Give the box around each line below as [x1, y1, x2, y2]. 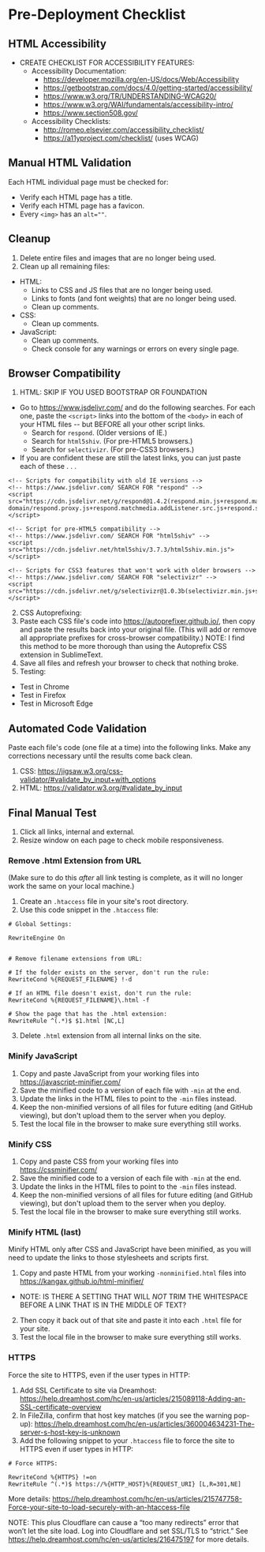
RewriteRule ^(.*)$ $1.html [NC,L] [8, 1017, 125, 1025]
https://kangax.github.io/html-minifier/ [19, 1276, 144, 1286]
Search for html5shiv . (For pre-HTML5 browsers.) [31, 437, 193, 446]
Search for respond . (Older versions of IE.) [31, 428, 168, 437]
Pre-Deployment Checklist [8, 6, 186, 24]
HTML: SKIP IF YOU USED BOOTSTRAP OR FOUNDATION [19, 388, 207, 397]
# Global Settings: [8, 920, 73, 928]
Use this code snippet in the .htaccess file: [19, 905, 159, 915]
